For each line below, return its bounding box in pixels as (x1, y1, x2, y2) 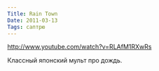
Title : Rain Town (7, 10, 58, 18)
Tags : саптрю (7, 23, 46, 30)
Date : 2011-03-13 (7, 17, 58, 24)
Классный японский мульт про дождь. (7, 56, 123, 65)
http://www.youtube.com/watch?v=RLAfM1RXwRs (7, 43, 152, 51)
